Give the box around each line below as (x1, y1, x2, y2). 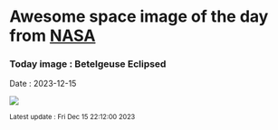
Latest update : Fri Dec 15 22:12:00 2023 (9, 113, 136, 122)
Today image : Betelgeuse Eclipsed (9, 58, 167, 70)
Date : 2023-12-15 (9, 79, 77, 89)
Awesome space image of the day (9, 6, 269, 27)
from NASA (9, 25, 96, 46)
